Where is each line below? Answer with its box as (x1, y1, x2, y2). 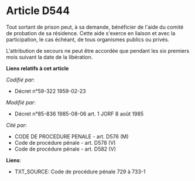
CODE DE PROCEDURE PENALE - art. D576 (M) (14, 133, 129, 140)
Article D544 (6, 4, 70, 18)
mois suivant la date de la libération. (6, 53, 93, 60)
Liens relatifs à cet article (6, 64, 69, 71)
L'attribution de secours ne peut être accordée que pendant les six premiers (6, 47, 190, 54)
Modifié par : (6, 98, 36, 106)
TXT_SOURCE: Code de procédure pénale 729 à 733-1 (14, 168, 146, 175)
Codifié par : (6, 76, 35, 83)
